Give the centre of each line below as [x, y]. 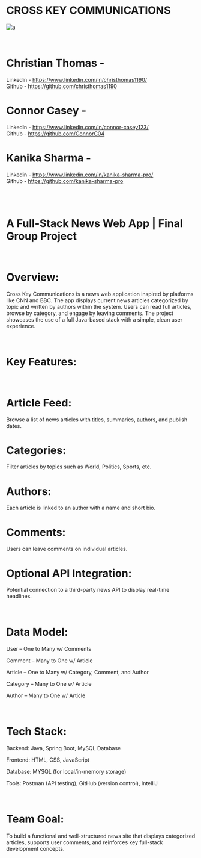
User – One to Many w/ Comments [49, 649]
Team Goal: [35, 819]
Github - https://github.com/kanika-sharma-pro [65, 181]
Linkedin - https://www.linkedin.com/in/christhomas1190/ [77, 79]
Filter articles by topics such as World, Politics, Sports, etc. [79, 467]
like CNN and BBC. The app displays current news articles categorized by [97, 300]
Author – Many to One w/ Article [46, 695]
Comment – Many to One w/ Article [49, 661]
